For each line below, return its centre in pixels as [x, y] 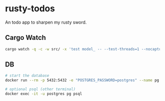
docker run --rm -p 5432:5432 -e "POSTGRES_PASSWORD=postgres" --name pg [82, 80]
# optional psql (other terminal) [41, 89]
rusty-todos [30, 9]
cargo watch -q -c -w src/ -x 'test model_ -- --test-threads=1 [72, 49]
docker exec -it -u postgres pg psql [44, 94]
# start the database [27, 76]
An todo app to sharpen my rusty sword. [46, 22]
